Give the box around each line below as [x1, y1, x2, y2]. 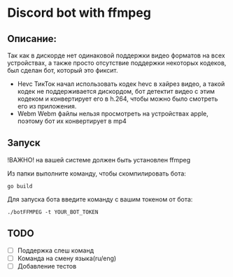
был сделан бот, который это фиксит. [7, 66, 118, 74]
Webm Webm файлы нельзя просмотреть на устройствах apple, [17, 110, 209, 118]
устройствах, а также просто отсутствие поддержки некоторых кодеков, [7, 59, 227, 67]
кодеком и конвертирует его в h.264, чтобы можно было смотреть [17, 94, 218, 103]
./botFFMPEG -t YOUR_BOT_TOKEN [7, 208, 99, 215]
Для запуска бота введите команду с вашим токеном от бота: [7, 194, 193, 204]
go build [7, 183, 33, 190]
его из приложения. [17, 102, 77, 110]
